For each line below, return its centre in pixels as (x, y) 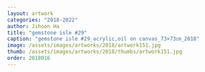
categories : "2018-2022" (43, 20)
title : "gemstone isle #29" (47, 33)
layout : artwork (30, 13)
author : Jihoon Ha (33, 26)
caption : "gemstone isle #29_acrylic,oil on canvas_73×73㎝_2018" (104, 39)
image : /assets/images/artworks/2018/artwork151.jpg (84, 45)
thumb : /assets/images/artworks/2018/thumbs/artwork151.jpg (95, 52)
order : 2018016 (29, 58)
